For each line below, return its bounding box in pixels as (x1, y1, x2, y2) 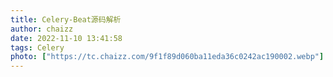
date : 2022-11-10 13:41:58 (10, 33, 123, 43)
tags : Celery (10, 42, 65, 53)
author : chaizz (10, 24, 74, 34)
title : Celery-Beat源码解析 (10, 14, 122, 25)
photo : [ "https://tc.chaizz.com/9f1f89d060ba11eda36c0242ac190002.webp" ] (10, 52, 325, 62)
